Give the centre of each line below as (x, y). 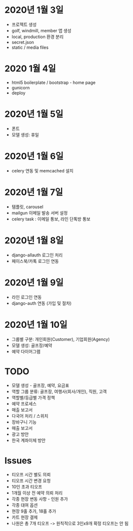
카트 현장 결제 (25, 517)
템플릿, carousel (27, 207)
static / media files (30, 47)
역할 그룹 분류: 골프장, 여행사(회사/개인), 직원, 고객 (59, 392)
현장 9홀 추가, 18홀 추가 (34, 511)
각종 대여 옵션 (25, 505)
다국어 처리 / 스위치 (30, 416)
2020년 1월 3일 (34, 10)
